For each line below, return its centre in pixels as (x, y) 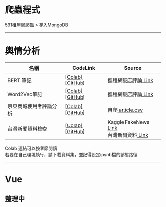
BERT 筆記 (20, 80)
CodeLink (84, 68)
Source (133, 68)
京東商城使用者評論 (30, 106)
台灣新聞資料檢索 (28, 129)
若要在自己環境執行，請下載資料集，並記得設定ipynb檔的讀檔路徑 (71, 154)
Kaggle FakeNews (128, 122)
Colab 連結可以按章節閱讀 (31, 148)
